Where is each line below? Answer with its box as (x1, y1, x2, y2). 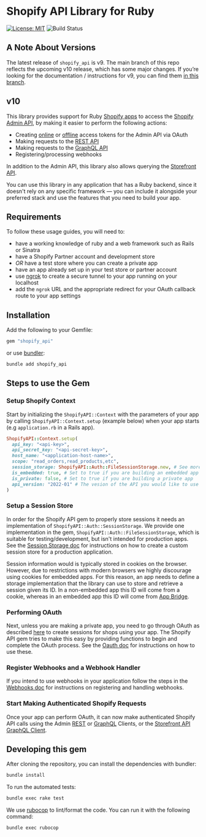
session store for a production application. (6, 548, 113, 556)
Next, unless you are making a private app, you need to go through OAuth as (6, 622, 200, 629)
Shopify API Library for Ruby (6, 4, 154, 18)
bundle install (6, 772, 45, 779)
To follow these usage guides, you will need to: (6, 228, 125, 235)
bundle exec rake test (6, 795, 64, 801)
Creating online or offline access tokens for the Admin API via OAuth (15, 131, 188, 138)
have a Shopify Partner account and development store (15, 253, 155, 261)
